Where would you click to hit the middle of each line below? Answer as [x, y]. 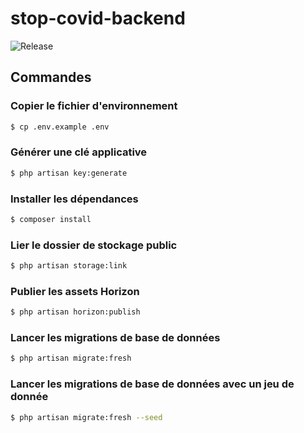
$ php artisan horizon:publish [75, 312]
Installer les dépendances [74, 199]
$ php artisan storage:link [69, 266]
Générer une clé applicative [79, 152]
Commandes [51, 77]
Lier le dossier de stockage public [94, 245]
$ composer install [51, 219]
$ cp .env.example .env [60, 127]
